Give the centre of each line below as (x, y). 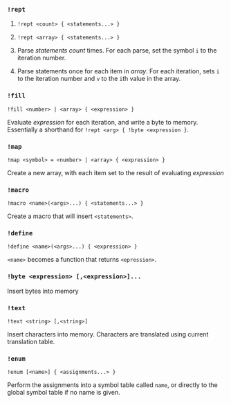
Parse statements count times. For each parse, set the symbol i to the (117, 51)
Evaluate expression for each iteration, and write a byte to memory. (103, 122)
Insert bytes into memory (43, 291)
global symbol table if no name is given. (64, 393)
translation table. (31, 342)
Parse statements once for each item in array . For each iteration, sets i (118, 71)
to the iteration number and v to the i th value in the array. (99, 79)
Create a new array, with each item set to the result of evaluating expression (116, 172)
